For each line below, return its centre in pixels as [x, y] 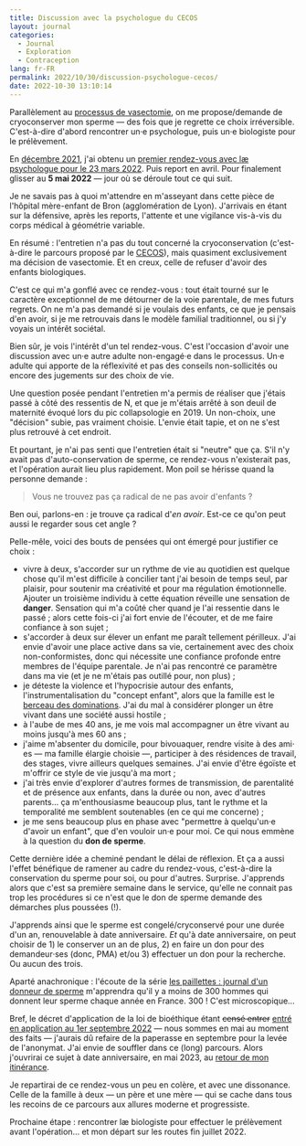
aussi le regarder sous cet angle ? [73, 524]
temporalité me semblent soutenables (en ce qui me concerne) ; [143, 812]
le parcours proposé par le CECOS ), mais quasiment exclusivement [161, 252]
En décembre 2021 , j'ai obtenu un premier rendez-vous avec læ [129, 159]
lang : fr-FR [32, 69]
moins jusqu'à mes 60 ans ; [74, 734]
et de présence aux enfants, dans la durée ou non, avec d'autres [144, 792]
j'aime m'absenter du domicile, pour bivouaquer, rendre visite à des [149, 743]
